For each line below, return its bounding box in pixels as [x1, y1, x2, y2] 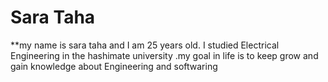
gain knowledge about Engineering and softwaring [10, 60, 218, 72]
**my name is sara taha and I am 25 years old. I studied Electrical [10, 39, 280, 51]
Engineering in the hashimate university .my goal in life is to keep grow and [10, 49, 319, 61]
